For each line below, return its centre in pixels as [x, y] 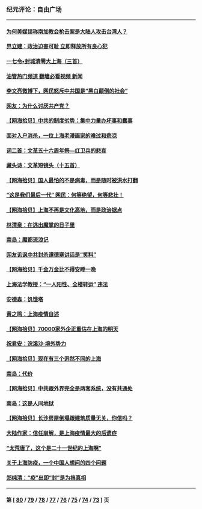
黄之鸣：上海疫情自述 [32, 314]
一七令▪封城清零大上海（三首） [44, 61]
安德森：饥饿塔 [25, 299]
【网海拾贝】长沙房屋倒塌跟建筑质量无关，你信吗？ [69, 418]
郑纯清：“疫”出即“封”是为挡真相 [46, 477]
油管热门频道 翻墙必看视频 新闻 [44, 76]
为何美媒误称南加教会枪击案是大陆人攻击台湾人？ [67, 31]
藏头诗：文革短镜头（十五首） [43, 165]
